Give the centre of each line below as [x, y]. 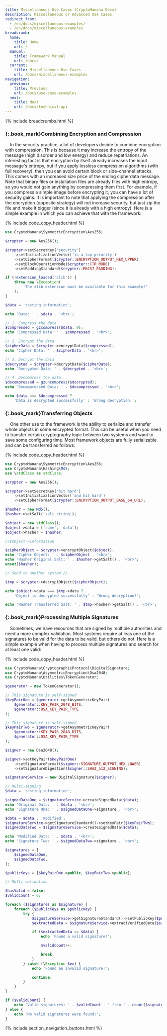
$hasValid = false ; [25, 891]
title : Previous [31, 88]
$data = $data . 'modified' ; [35, 818]
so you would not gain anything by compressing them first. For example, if [81, 187]
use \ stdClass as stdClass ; [34, 473]
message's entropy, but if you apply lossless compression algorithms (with [82, 166]
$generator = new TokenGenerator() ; [43, 686]
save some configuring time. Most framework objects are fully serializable [81, 440]
